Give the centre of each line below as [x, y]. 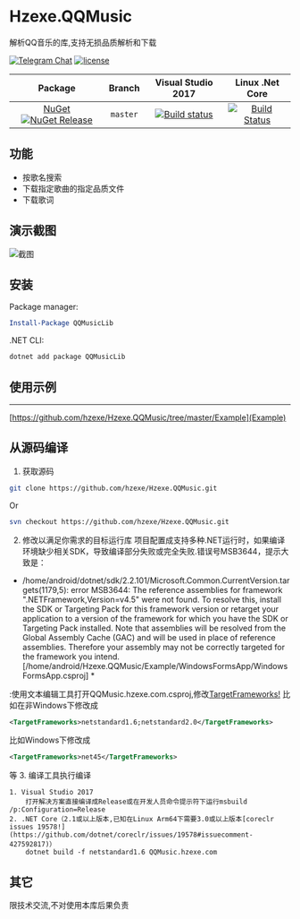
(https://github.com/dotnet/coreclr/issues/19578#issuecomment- [131, 835]
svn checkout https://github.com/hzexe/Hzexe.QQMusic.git [119, 521]
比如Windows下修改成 [50, 740]
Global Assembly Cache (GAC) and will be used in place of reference [149, 637]
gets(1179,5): [46, 589]
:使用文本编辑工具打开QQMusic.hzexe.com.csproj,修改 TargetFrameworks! [145, 694]
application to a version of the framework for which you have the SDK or [155, 618]
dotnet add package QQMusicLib [67, 357]
